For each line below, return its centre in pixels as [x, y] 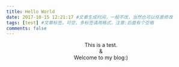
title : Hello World [31, 12]
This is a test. [101, 45]
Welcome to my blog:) [101, 58]
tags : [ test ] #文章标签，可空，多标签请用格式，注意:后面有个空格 [80, 23]
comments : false [26, 28]
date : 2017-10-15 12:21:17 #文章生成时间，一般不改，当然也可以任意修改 [89, 17]
